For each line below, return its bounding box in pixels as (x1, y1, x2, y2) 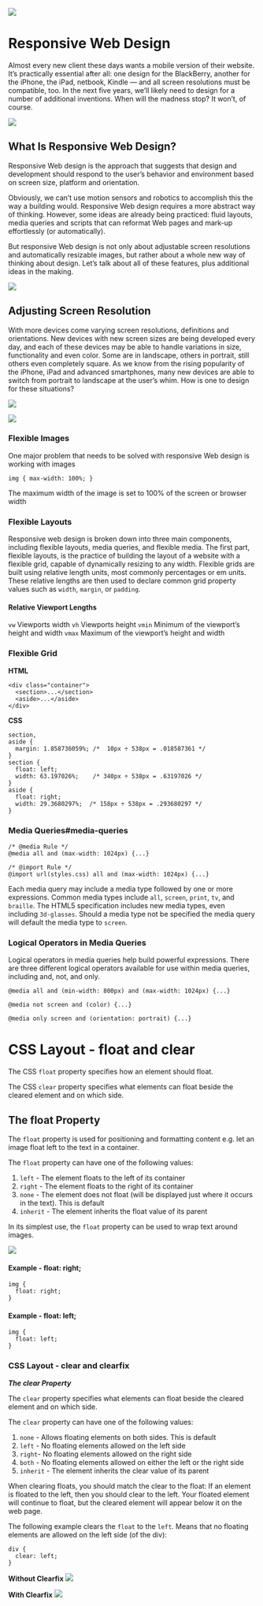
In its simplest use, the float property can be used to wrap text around (8, 1222, 238, 1231)
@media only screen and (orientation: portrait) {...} (8, 1014, 192, 1023)
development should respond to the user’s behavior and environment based (8, 169, 254, 179)
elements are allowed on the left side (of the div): (8, 1530, 168, 1539)
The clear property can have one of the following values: (8, 1417, 194, 1426)
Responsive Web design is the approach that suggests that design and (8, 161, 238, 170)
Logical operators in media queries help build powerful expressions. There (8, 955, 250, 965)
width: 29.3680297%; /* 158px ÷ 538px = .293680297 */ (15, 799, 202, 807)
